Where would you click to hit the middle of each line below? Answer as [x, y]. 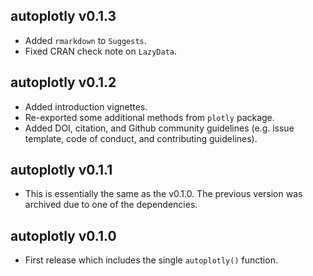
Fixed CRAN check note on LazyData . [101, 51]
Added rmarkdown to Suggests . [85, 40]
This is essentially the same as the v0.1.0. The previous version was [163, 194]
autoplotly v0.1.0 [63, 235]
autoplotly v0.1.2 [63, 82]
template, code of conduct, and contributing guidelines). [141, 138]
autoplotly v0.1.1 [61, 170]
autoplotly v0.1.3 [63, 16]
